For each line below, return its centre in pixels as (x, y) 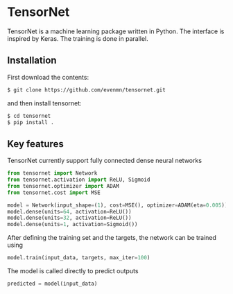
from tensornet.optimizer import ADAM (63, 186)
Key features (35, 144)
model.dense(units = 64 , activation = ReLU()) (69, 211)
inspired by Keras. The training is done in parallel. (78, 38)
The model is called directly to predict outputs (73, 271)
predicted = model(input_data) (52, 284)
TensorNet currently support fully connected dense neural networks (105, 161)
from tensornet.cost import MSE (54, 192)
